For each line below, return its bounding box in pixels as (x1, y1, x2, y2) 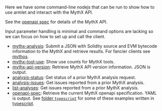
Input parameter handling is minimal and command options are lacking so (5, 28, 154, 34)
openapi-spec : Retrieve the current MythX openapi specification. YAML (12, 90, 157, 96)
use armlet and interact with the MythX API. (5, 9, 93, 15)
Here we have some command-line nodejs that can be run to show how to (5, 4, 155, 10)
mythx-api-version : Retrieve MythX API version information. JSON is (12, 64, 151, 70)
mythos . (12, 54, 29, 59)
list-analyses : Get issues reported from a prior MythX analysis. (12, 85, 139, 90)
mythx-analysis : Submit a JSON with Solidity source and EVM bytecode (12, 43, 158, 49)
